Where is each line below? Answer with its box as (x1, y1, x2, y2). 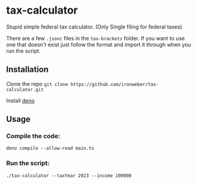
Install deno (6, 97, 35, 104)
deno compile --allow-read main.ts (6, 145, 95, 151)
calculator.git (6, 87, 44, 93)
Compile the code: (6, 132, 61, 140)
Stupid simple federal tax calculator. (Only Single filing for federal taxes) (6, 23, 183, 30)
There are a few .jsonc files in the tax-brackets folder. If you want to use (6, 34, 185, 42)
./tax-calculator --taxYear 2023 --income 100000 (6, 173, 132, 179)
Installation (6, 65, 49, 75)
